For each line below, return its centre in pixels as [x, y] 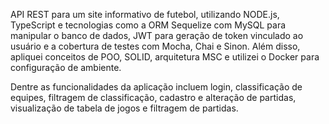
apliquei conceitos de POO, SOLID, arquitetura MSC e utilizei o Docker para [165, 57]
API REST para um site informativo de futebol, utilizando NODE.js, [145, 14]
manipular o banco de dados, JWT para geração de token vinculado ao [157, 35]
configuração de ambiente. [66, 67]
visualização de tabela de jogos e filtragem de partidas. [124, 108]
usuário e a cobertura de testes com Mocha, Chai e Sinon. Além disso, [155, 46]
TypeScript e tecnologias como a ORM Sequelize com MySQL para [148, 25]
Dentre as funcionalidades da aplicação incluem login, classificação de [156, 87]
